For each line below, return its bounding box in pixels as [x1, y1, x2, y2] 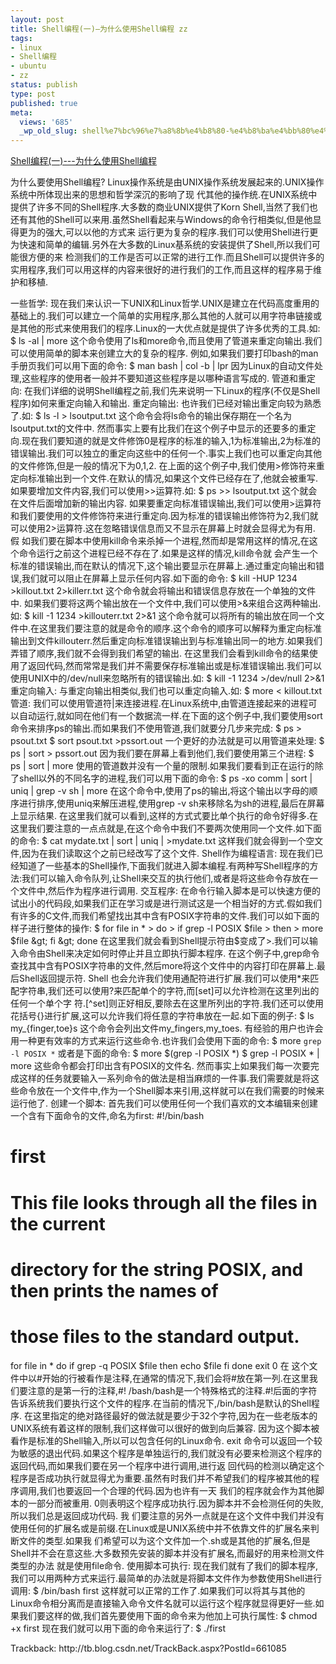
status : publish [10, 80, 78, 90]
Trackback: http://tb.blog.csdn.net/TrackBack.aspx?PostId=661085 [10, 1642, 287, 1654]
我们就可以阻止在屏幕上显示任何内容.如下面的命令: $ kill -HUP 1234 [21, 572, 298, 585]
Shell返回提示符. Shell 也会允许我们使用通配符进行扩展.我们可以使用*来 [18, 972, 311, 985]
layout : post [10, 14, 65, 25]
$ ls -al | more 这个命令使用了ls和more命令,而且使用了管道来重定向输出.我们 [10, 335, 323, 347]
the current [10, 1212, 106, 1235]
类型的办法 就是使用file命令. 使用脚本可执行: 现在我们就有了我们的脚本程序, [10, 1559, 319, 1571]
